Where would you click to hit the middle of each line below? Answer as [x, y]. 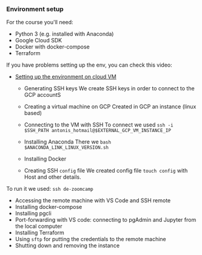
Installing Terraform [40, 233]
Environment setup [35, 9]
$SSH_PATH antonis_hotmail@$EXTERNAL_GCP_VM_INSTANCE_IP [98, 131]
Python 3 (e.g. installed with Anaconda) [64, 34]
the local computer [39, 227]
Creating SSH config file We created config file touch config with [106, 171]
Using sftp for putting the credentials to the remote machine [91, 239]
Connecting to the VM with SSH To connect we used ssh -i [99, 125]
